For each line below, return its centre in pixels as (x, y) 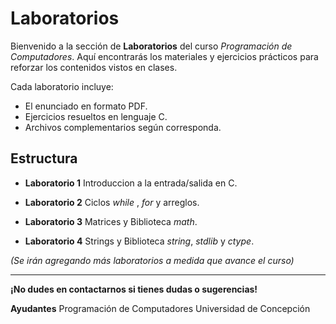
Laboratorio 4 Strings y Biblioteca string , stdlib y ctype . (139, 241)
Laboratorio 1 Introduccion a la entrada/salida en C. (131, 183)
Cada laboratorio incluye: (62, 86)
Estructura (44, 158)
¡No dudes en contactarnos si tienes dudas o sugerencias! (134, 289)
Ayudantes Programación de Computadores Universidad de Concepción (160, 308)
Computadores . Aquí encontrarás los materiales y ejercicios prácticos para (164, 56)
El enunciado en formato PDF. (86, 106)
